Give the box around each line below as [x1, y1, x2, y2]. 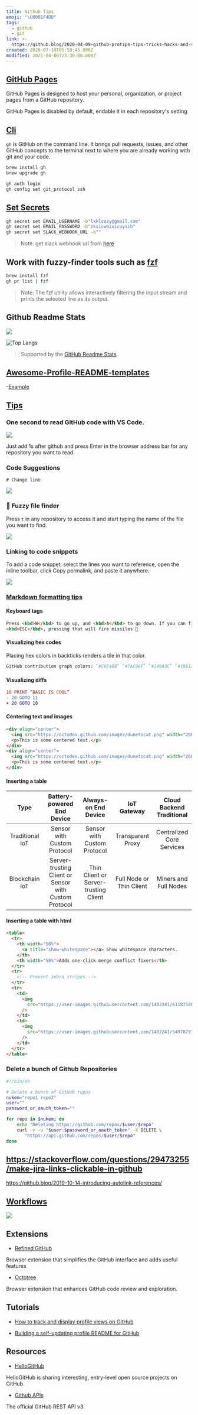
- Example [6, 383, 29, 391]
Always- [82, 796, 108, 804]
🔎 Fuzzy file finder [6, 502, 60, 510]
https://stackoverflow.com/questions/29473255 [6, 1154, 190, 1164]
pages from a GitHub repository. [6, 96, 84, 103]
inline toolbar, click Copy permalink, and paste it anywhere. [6, 567, 150, 574]
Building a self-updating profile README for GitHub [14, 1329, 140, 1336]
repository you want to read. [6, 449, 75, 456]
